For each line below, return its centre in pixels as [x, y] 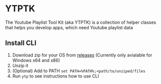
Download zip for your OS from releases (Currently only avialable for [82, 55]
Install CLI [21, 43]
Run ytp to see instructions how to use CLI [55, 76]
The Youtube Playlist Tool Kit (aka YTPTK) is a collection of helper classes [81, 22]
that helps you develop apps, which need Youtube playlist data [69, 27]
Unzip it [20, 65]
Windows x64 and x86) [36, 60]
